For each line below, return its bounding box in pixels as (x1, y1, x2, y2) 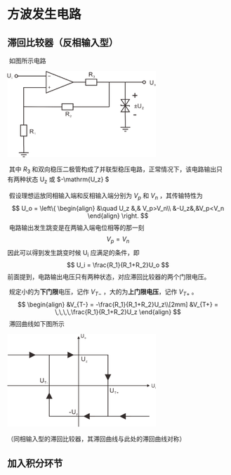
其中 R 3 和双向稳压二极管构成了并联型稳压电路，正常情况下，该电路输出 (8, 165, 217, 176)
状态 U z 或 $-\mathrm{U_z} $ (25, 175, 110, 185)
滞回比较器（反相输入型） (7, 37, 118, 48)
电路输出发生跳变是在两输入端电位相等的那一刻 (8, 223, 145, 232)
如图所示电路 (8, 57, 46, 65)
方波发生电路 (7, 6, 82, 22)
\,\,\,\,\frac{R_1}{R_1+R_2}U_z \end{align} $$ (55, 308, 181, 316)
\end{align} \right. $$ (87, 212, 149, 220)
